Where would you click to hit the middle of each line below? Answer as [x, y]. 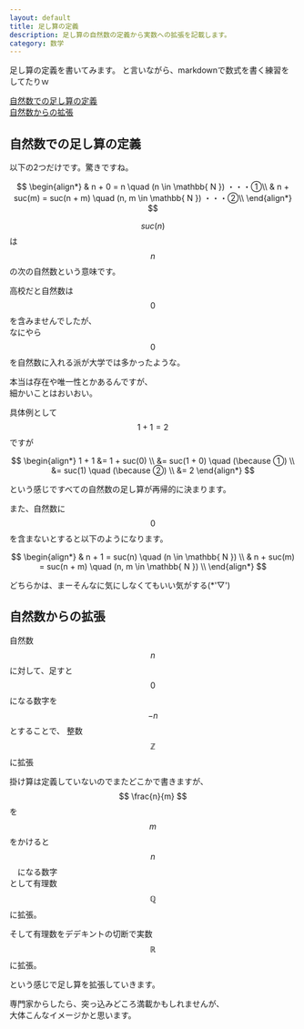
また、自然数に [37, 509]
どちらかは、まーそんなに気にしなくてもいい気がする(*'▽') [120, 585]
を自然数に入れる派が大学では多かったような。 [97, 363]
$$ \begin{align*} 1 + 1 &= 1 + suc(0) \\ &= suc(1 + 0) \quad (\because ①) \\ [153, 461]
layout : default [40, 18]
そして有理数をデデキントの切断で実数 [81, 933]
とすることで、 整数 [46, 731]
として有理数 [33, 883]
